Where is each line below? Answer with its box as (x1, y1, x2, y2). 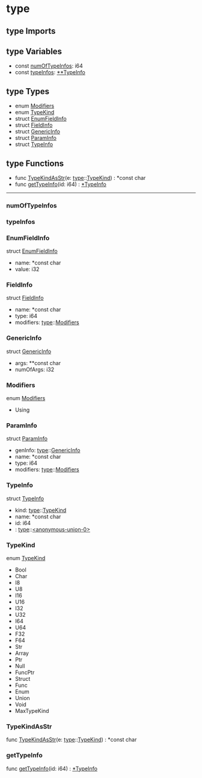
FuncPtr (14, 669, 35, 676)
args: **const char (14, 359, 61, 366)
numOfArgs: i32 (14, 366, 55, 373)
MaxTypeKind (14, 707, 49, 714)
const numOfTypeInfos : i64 (14, 62, 83, 69)
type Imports (6, 26, 56, 36)
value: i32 (14, 266, 40, 273)
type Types (6, 86, 50, 97)
